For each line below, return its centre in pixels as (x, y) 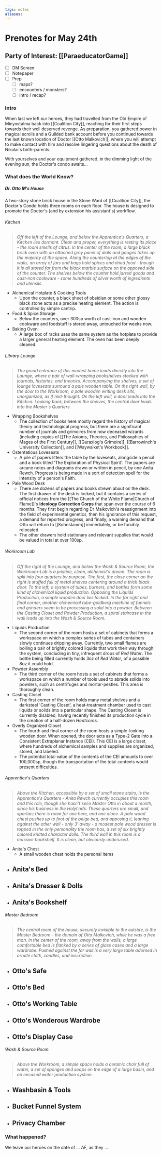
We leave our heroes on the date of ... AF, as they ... (57, 1147)
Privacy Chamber (39, 1123)
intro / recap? (33, 95)
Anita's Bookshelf (39, 903)
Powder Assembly (30, 669)
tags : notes (17, 9)
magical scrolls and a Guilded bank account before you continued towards (79, 134)
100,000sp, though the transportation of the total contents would (84, 761)
